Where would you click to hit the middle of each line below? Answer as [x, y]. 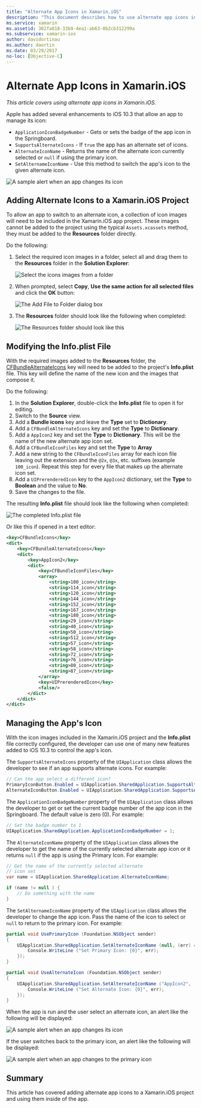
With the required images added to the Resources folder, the [81, 361]
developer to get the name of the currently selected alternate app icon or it [98, 848]
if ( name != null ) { [33, 888]
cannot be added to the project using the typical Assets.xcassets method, [97, 227]
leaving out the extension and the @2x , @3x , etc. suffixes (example [95, 460]
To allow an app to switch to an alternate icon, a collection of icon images [97, 215]
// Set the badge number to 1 [44, 825]
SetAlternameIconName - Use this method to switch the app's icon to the [102, 164]
